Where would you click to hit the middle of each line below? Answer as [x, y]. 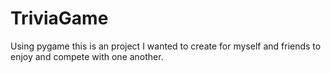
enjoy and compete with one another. [87, 56]
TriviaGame [59, 18]
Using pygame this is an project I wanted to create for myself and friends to [166, 46]
